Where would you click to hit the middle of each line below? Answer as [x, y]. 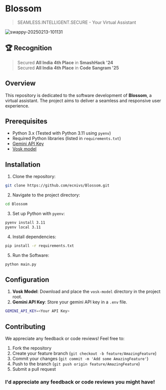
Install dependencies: [34, 237]
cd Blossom [16, 204]
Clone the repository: [34, 177]
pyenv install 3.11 [25, 222]
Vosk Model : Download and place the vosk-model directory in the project [86, 292]
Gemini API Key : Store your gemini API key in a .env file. [70, 302]
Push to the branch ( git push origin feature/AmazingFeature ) [76, 364]
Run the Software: [31, 255]
